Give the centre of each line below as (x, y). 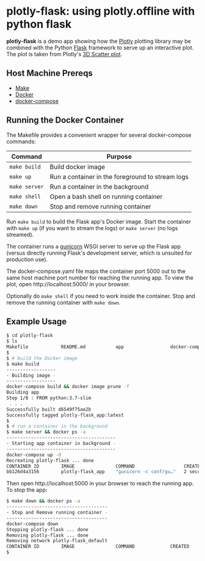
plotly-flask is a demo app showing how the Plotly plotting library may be (99, 41)
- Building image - (31, 375)
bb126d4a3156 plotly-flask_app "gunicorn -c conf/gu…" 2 (97, 472)
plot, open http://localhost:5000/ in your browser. (68, 284)
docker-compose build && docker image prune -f (68, 387)
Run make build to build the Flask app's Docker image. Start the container (99, 222)
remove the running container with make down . (63, 302)
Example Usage (37, 321)
